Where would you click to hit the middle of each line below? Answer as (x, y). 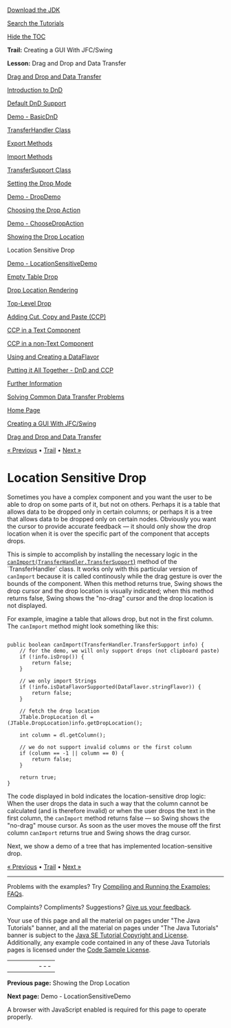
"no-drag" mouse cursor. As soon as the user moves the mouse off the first (114, 825)
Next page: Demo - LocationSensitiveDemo (69, 996)
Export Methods (30, 143)
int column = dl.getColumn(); (63, 735)
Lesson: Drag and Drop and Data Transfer (67, 63)
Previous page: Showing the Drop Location (69, 983)
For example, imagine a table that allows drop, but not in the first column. (111, 618)
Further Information (35, 384)
